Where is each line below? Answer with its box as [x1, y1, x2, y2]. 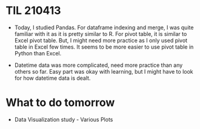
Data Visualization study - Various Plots [14, 116, 113, 123]
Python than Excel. [14, 49, 62, 57]
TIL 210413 [5, 4, 61, 18]
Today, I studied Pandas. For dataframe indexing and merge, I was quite [14, 24, 194, 31]
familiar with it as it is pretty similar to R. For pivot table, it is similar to [14, 30, 187, 37]
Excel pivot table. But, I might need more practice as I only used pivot [14, 37, 188, 44]
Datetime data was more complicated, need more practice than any [14, 61, 183, 69]
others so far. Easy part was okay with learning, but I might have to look [14, 68, 193, 75]
